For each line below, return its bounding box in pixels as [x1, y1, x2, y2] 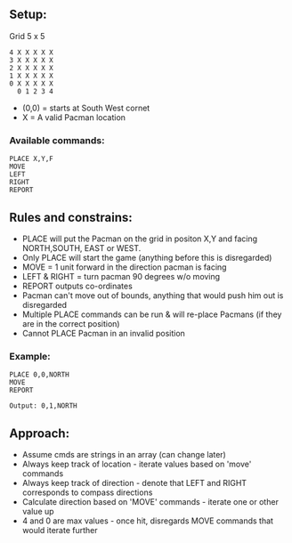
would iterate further [21, 525, 98, 536]
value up [21, 507, 55, 517]
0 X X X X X [9, 79, 53, 88]
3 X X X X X [9, 55, 53, 65]
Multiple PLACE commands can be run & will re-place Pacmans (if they [21, 309, 282, 320]
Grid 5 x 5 [9, 30, 45, 41]
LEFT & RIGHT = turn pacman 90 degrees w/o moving [21, 271, 221, 281]
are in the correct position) [21, 318, 120, 328]
